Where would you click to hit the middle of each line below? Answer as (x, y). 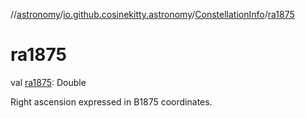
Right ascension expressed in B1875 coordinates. (111, 101)
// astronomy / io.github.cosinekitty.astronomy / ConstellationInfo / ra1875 (152, 14)
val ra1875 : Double (48, 82)
